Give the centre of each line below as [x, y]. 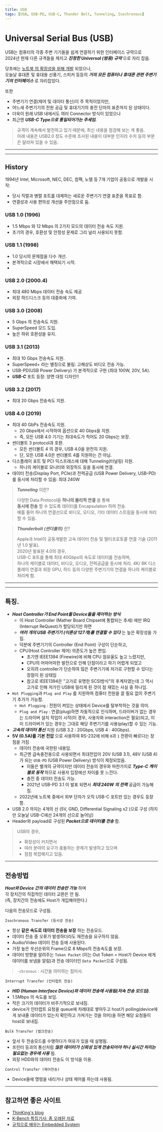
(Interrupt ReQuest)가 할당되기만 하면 [56, 627]
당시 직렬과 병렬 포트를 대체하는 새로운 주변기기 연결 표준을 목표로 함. [77, 196]
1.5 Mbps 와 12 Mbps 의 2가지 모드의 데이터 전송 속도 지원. [68, 226]
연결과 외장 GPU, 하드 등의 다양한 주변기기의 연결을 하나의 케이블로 [93, 570]
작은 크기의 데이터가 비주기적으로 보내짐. [50, 1003]
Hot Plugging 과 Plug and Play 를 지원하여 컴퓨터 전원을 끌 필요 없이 [77, 693]
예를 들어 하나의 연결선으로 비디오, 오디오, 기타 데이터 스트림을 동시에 [82, 512]
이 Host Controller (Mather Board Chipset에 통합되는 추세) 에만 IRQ [85, 620]
